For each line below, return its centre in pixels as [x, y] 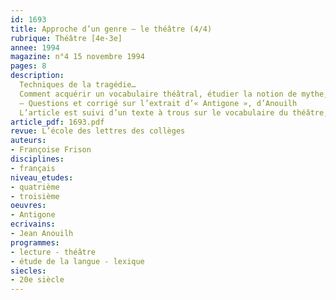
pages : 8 [28, 66]
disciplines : [37, 159]
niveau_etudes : [42, 177]
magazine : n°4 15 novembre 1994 [77, 57]
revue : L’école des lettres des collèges [98, 131]
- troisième [35, 196]
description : [37, 76]
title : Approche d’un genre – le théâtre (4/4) [111, 29]
